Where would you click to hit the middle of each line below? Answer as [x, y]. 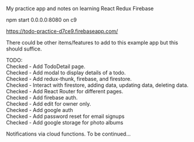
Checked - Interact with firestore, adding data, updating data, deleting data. [97, 85]
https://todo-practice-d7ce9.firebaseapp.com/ [62, 31]
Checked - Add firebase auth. [42, 97]
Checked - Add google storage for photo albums [65, 122]
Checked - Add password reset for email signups [65, 116]
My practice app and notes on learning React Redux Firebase [80, 9]
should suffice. [24, 49]
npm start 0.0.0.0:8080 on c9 [42, 20]
